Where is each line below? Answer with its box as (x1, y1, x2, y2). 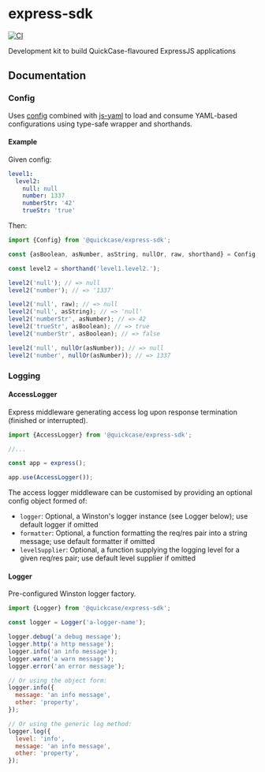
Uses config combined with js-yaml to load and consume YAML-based (8, 111, 238, 120)
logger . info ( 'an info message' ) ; (8, 647, 118, 655)
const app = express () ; (8, 459, 87, 467)
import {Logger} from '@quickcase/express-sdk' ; (8, 605, 171, 613)
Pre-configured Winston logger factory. (8, 589, 136, 598)
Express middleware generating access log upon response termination (8, 407, 238, 417)
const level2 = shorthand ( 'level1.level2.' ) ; (8, 264, 160, 272)
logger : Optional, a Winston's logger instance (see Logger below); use (19, 512, 248, 521)
